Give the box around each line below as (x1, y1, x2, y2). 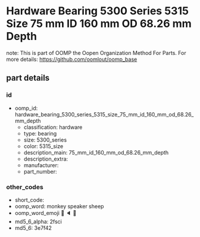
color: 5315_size (23, 142, 64, 150)
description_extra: (23, 155, 68, 162)
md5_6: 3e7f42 (14, 224, 52, 231)
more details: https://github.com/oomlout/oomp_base (6, 56, 137, 63)
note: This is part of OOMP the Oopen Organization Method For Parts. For (6, 49, 186, 56)
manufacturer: (23, 161, 59, 168)
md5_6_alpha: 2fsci (14, 218, 62, 225)
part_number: (23, 168, 57, 175)
